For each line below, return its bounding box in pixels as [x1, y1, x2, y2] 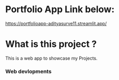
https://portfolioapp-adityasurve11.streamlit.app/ [5, 20, 107, 26]
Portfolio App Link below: [5, 4, 115, 15]
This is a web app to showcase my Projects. [5, 55, 98, 61]
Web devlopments [5, 68, 52, 75]
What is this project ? [5, 38, 97, 50]
